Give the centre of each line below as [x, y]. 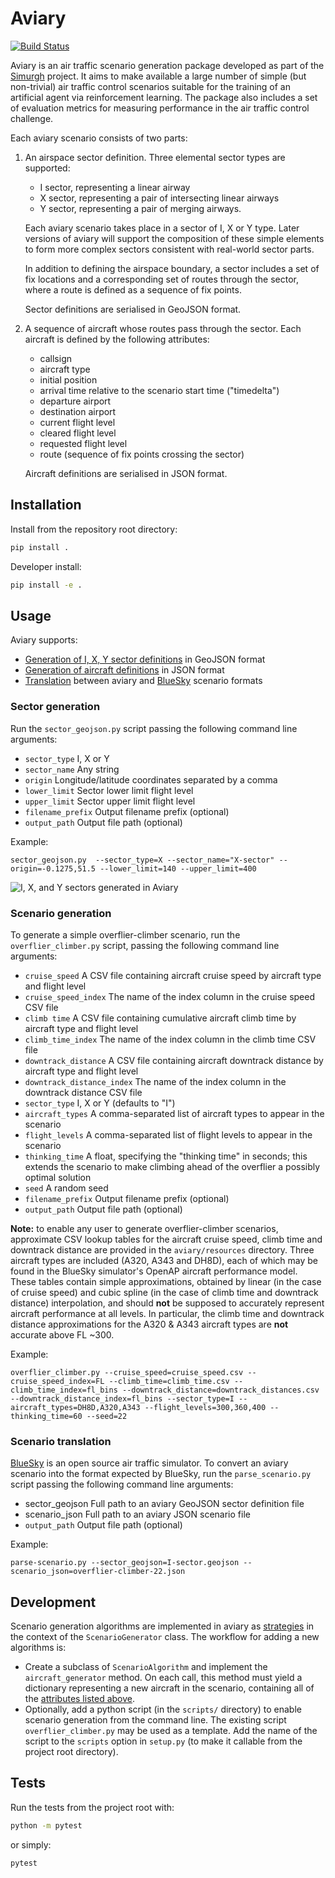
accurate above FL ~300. [62, 1334]
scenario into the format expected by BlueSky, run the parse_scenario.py [161, 1474]
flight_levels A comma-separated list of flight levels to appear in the [168, 1134]
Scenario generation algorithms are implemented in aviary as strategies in [162, 1626]
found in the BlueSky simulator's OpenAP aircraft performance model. [154, 1271]
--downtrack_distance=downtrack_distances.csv [220, 1390]
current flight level [77, 422]
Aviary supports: [44, 640]
